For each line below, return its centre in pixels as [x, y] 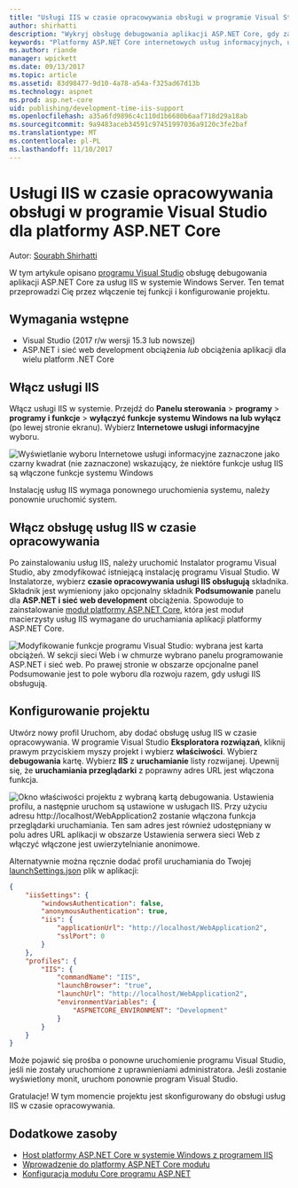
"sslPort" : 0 [80, 936]
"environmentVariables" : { [106, 1003]
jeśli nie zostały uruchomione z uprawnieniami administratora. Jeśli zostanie [148, 1070]
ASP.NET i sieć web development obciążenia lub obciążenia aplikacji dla [154, 350]
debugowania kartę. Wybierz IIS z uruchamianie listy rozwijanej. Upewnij [144, 761]
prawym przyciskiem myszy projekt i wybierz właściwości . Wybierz [133, 751]
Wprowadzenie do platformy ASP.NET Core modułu [116, 1165]
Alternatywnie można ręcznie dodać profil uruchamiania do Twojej [130, 861]
